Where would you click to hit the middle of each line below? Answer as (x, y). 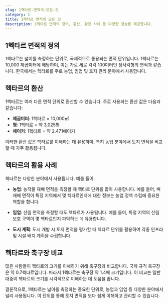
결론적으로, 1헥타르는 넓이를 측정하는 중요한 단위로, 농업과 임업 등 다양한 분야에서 (84, 289)
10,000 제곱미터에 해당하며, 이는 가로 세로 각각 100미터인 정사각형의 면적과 (78, 65)
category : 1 (18, 15)
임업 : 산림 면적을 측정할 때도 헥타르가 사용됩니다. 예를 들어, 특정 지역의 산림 (86, 212)
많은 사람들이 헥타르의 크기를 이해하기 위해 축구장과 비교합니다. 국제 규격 (76, 266)
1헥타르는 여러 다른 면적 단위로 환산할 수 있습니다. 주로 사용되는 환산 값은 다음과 (83, 102)
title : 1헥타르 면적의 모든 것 (33, 19)
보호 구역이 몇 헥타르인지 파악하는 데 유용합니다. (59, 219)
